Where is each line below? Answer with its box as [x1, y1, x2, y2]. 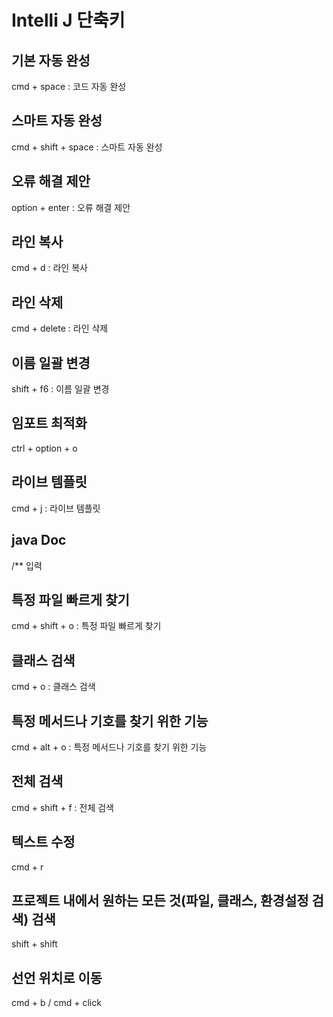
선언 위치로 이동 [11, 969, 103, 986]
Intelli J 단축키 [11, 9, 126, 32]
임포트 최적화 [11, 415, 88, 432]
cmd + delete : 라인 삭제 [11, 322, 109, 335]
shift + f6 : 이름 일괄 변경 [11, 383, 110, 395]
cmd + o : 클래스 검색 [11, 681, 96, 693]
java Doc [11, 532, 67, 549]
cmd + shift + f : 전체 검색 [11, 801, 114, 813]
